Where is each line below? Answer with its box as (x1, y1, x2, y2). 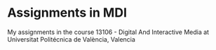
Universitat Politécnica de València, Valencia (7, 35, 135, 43)
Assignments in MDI (7, 5, 128, 21)
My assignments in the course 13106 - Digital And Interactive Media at (7, 28, 209, 36)
